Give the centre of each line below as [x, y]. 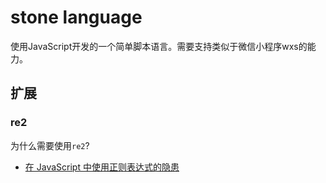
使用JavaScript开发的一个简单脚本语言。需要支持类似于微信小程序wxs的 [159, 46]
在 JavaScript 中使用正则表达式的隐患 [102, 167]
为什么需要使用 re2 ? [50, 145]
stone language [76, 17]
